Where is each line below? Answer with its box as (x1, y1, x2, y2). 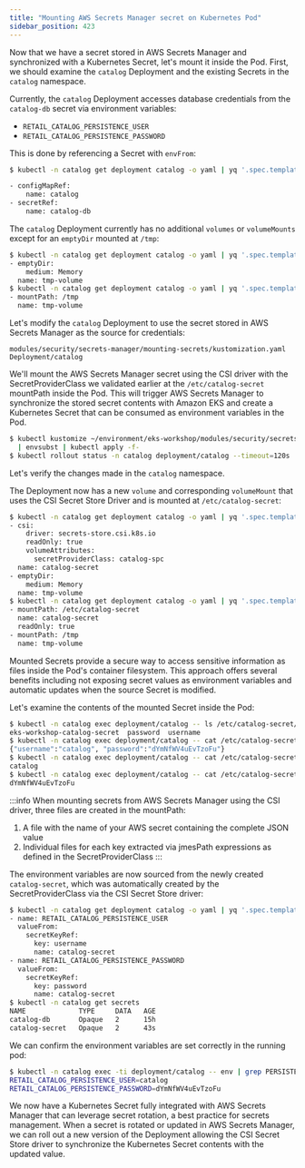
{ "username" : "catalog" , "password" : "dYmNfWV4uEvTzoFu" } (9, 745, 225, 754)
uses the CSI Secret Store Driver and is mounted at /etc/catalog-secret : (9, 495, 281, 505)
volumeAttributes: (25, 546, 95, 555)
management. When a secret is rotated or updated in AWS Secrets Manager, (9, 1120, 295, 1131)
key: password (33, 981, 88, 990)
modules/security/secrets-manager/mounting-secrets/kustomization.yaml (9, 345, 286, 354)
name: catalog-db (25, 207, 92, 216)
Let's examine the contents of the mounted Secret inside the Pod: (9, 702, 255, 712)
